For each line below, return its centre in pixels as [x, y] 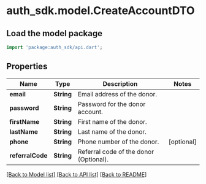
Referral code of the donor [116, 151]
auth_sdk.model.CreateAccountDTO [101, 11]
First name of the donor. [112, 121]
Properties [27, 67]
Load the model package [55, 33]
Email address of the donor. [117, 94]
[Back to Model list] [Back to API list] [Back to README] [77, 174]
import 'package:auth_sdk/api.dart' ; [55, 47]
